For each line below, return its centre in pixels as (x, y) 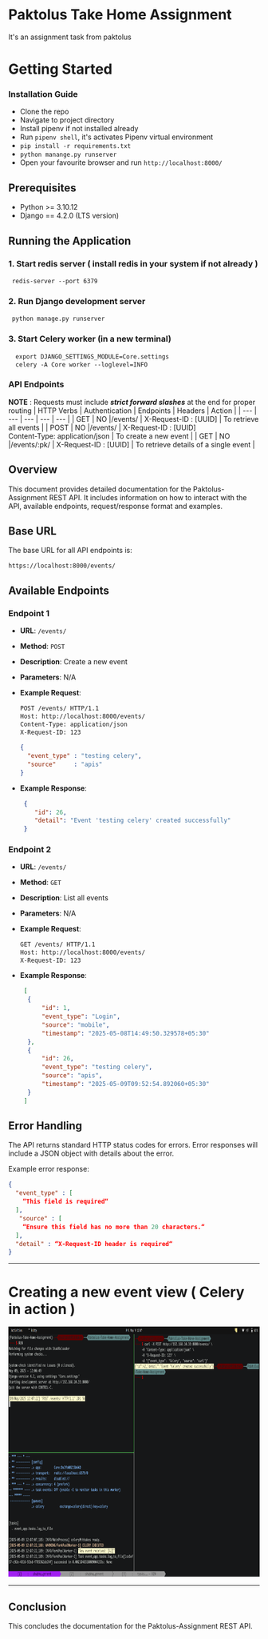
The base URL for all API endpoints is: (71, 551)
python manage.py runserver (58, 319)
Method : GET (40, 883)
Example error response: (49, 1169)
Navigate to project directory (67, 120)
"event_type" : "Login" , (81, 1017)
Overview (33, 470)
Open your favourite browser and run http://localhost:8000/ (121, 162)
